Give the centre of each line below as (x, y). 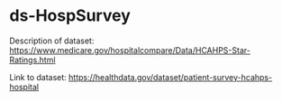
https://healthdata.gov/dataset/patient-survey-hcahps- (171, 77)
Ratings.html (32, 60)
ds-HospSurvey (70, 16)
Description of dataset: (52, 41)
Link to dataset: (38, 77)
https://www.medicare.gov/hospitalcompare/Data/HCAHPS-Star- (130, 50)
